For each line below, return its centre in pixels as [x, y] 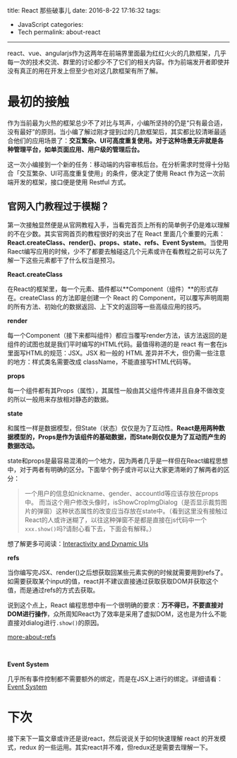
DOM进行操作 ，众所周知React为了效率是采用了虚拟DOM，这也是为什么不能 [117, 614]
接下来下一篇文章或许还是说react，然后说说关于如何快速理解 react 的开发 [114, 738]
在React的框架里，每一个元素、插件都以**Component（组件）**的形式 [110, 289]
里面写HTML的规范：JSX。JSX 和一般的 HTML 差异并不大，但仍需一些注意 [116, 353]
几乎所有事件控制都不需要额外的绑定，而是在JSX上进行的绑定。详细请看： [115, 679]
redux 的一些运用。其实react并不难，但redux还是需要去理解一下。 [116, 747]
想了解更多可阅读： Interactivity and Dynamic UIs [78, 543]
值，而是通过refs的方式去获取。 [53, 590]
